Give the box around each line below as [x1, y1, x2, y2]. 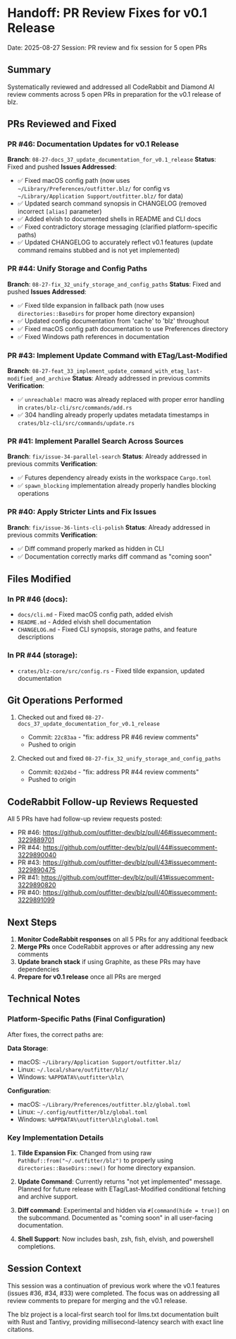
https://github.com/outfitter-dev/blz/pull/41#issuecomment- [41, 874, 215, 882]
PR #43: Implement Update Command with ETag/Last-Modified [7, 350, 228, 360]
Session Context [7, 1263, 82, 1275]
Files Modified [7, 573, 72, 585]
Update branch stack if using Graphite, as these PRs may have [17, 958, 201, 966]
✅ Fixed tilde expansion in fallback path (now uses [17, 301, 164, 309]
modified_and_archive [7, 376, 71, 383]
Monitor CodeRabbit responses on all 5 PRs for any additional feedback [17, 935, 228, 944]
